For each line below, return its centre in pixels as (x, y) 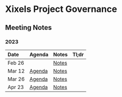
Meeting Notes (29, 28)
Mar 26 (16, 79)
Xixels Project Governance (61, 9)
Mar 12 (16, 71)
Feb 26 (16, 63)
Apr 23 (16, 87)
